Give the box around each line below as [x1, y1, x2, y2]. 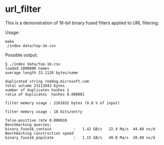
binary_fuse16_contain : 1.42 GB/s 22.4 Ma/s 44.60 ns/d [5, 126, 155, 132]
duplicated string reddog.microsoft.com [5, 79, 90, 84]
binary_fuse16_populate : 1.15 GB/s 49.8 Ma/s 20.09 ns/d [5, 135, 155, 140]
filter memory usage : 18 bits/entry [5, 109, 83, 114]
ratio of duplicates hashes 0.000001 [5, 92, 85, 97]
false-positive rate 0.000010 [5, 118, 67, 123]
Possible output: [5, 52, 38, 58]
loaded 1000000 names [5, 66, 50, 71]
